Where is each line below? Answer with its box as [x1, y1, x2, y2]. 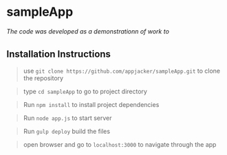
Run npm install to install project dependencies [23, 100, 160, 108]
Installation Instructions [6, 49, 111, 60]
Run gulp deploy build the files [23, 127, 111, 135]
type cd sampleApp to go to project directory [23, 87, 147, 95]
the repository [23, 73, 63, 82]
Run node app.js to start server [23, 114, 112, 122]
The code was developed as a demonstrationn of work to [6, 27, 170, 35]
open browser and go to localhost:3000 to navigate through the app [23, 140, 217, 148]
